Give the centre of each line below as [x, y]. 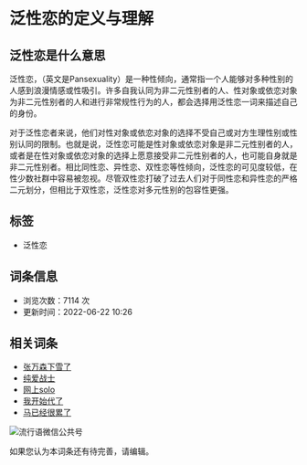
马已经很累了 [47, 413]
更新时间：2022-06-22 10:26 [77, 312]
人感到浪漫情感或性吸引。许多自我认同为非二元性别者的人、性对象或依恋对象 [153, 90]
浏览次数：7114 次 [56, 300]
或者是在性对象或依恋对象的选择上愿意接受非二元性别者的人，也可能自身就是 [153, 155]
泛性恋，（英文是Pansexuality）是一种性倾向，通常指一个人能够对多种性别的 [152, 79]
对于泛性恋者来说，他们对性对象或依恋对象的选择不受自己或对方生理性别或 [149, 132]
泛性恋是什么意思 [58, 55]
